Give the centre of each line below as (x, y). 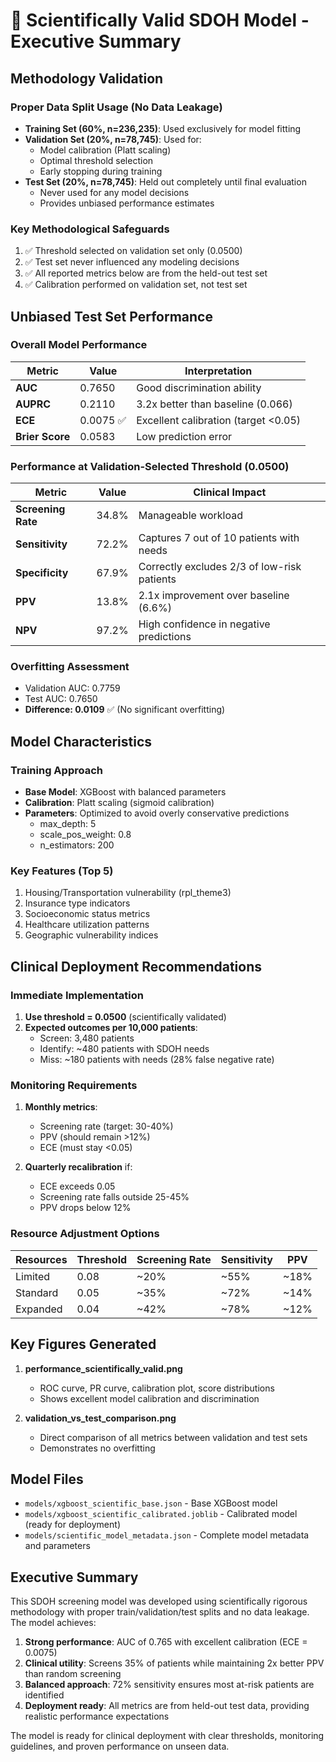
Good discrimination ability (199, 387)
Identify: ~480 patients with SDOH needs (124, 1049)
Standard (37, 1292)
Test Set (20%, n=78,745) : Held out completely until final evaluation (165, 181)
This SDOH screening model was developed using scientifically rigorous (159, 1601)
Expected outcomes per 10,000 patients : (111, 1028)
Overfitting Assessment (70, 667)
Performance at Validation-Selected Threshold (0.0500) (150, 466)
